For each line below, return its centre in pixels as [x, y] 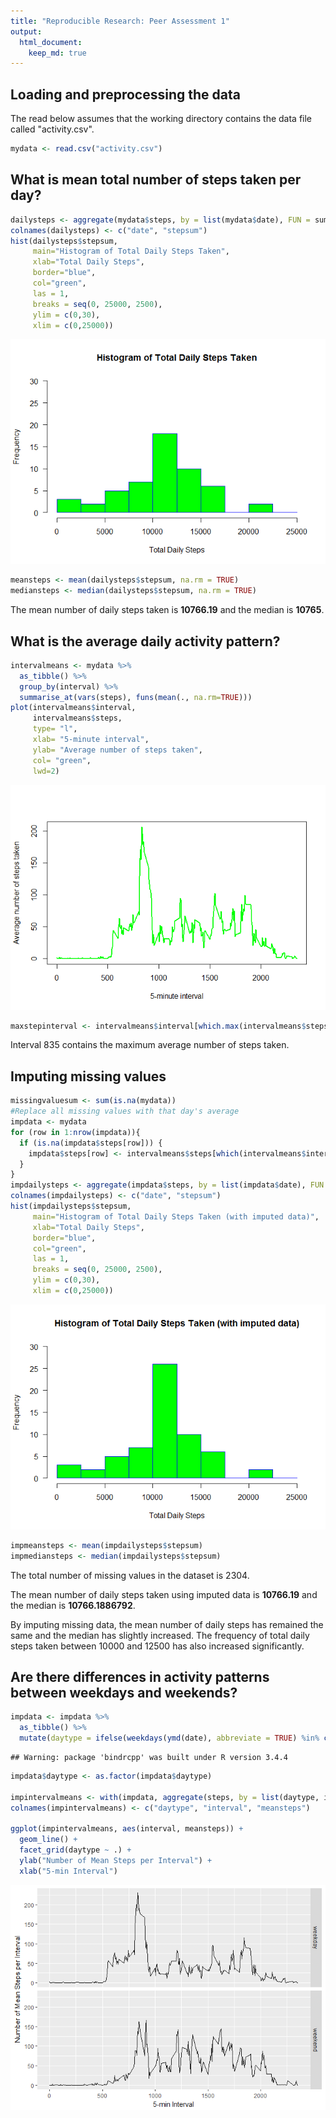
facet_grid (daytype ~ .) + [75, 1850]
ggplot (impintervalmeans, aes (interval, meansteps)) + [127, 1829]
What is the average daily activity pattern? [145, 641]
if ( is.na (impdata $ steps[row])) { [91, 1143]
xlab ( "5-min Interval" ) [68, 1871]
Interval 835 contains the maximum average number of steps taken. [150, 1045]
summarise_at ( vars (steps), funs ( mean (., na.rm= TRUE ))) [136, 697]
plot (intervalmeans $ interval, [73, 708]
